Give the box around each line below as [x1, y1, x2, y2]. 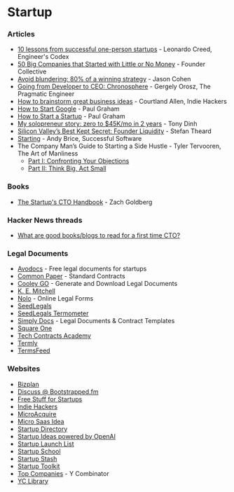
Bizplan [17, 380, 40, 388]
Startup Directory [17, 425, 68, 433]
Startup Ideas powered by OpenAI [17, 432, 116, 440]
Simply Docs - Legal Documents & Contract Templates [17, 317, 175, 325]
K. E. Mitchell [17, 287, 56, 295]
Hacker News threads [7, 215, 83, 225]
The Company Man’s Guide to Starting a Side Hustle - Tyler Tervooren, [17, 142, 221, 151]
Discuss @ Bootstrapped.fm [17, 387, 99, 396]
